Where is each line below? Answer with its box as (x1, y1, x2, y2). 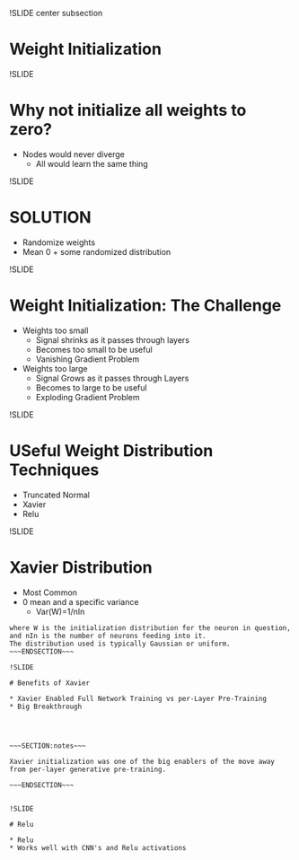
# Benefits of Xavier (9, 678, 91, 688)
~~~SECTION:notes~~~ (9, 741, 87, 750)
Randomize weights (22, 237, 96, 248)
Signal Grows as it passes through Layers (35, 373, 189, 383)
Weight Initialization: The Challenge (9, 295, 282, 315)
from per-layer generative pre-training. (9, 765, 167, 774)
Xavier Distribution (9, 557, 153, 577)
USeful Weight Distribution (9, 440, 214, 461)
